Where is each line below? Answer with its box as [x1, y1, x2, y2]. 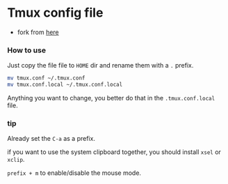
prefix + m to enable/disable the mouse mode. [7, 169, 141, 177]
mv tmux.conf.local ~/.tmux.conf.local [7, 82, 123, 89]
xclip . [7, 155, 25, 164]
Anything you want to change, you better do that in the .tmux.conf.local [7, 93, 215, 102]
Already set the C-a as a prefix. [7, 135, 96, 143]
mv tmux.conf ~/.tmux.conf [7, 75, 85, 82]
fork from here [17, 28, 59, 36]
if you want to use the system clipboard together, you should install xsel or [7, 148, 221, 156]
